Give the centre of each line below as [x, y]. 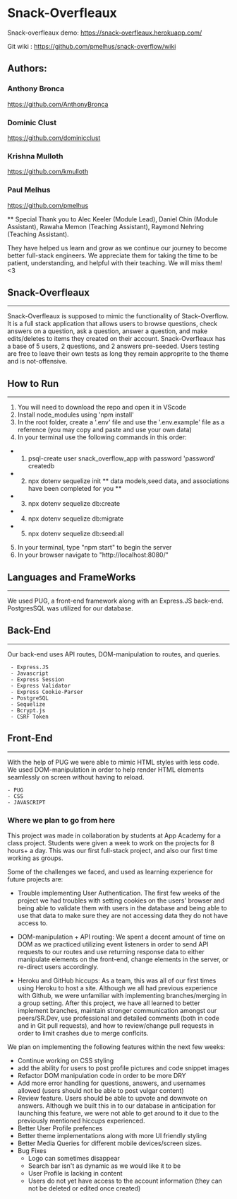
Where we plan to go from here [61, 820]
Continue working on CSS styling [66, 1060]
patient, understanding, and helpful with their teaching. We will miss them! [115, 262]
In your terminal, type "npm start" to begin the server [95, 548]
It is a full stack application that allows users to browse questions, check [113, 324]
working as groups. [35, 858]
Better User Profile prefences [60, 1128]
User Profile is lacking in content [75, 1173]
